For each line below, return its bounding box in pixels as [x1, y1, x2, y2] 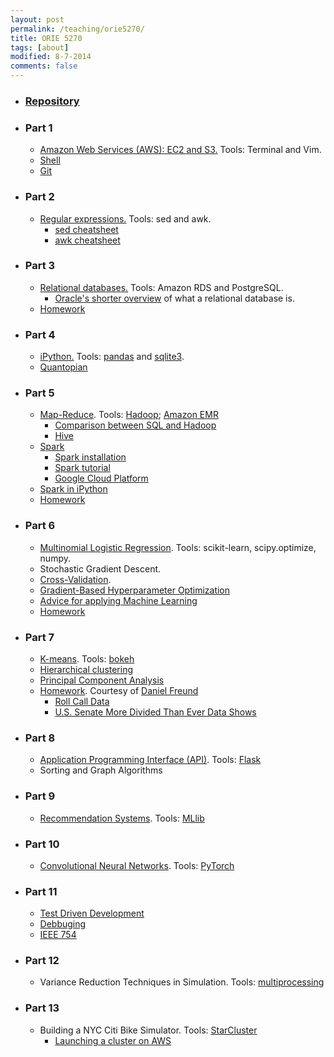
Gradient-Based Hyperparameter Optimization [39, 584, 231, 596]
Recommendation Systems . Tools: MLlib [39, 812, 205, 824]
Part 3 [24, 259, 56, 273]
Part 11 [24, 884, 58, 898]
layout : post [10, 14, 65, 25]
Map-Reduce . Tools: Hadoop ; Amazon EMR [39, 409, 219, 421]
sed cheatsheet [54, 223, 119, 235]
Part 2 [24, 190, 55, 204]
